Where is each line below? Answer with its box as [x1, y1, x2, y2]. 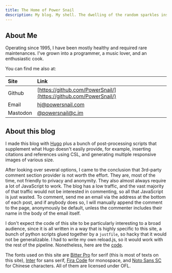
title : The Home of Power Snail [5, 7, 74, 13]
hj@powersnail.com [37, 101, 85, 108]
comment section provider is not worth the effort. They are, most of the [5, 172, 156, 178]
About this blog [5, 127, 55, 136]
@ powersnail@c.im [37, 110, 83, 117]
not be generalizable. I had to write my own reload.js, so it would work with [5, 237, 163, 243]
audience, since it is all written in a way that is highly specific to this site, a [5, 226, 162, 232]
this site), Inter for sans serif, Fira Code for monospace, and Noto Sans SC [5, 257, 162, 264]
